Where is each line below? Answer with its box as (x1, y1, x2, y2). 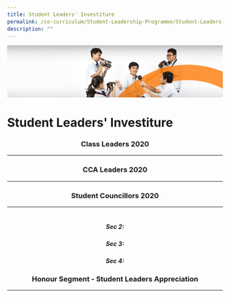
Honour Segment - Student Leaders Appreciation (31, 274, 199, 284)
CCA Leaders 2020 (82, 165, 148, 174)
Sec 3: (105, 239, 125, 247)
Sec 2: (105, 222, 125, 230)
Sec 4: (105, 257, 125, 265)
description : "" (7, 25, 53, 32)
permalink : (7, 18, 38, 25)
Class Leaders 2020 (81, 139, 149, 149)
